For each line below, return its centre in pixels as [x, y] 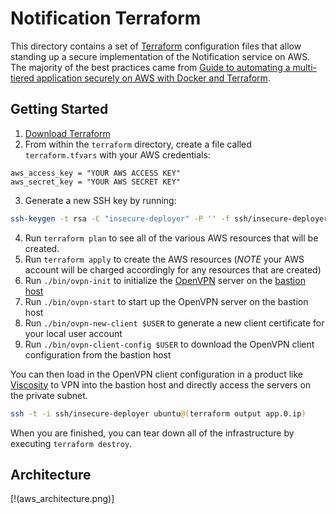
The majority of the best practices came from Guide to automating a [150, 67]
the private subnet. [49, 395]
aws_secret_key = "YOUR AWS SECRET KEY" [96, 182]
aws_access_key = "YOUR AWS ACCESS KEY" [96, 173]
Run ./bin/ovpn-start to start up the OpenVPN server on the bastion [166, 301]
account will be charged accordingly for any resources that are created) [173, 269]
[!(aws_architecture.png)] [62, 499]
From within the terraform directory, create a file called [138, 144]
